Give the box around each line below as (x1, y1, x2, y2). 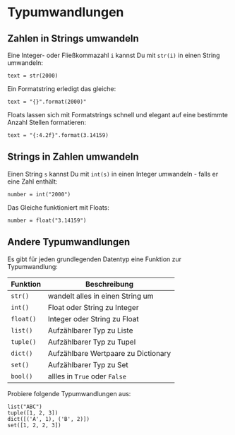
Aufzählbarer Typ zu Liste (48, 326, 133, 335)
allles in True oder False (48, 371, 127, 381)
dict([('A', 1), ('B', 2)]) (7, 415, 90, 422)
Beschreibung (85, 279, 134, 289)
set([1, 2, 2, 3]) (7, 422, 61, 429)
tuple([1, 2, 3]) (7, 409, 59, 417)
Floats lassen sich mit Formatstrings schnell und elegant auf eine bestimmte (7, 111, 228, 119)
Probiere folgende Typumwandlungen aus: (7, 389, 131, 398)
